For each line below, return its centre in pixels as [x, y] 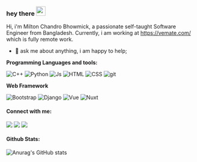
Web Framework [27, 86]
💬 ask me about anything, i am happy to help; [71, 51]
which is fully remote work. [40, 40]
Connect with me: [29, 111]
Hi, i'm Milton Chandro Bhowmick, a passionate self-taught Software [91, 26]
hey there [20, 13]
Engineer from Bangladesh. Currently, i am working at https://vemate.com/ [98, 33]
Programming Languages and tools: [52, 62]
